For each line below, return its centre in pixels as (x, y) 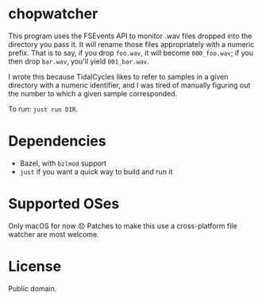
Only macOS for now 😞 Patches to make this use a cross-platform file (123, 226)
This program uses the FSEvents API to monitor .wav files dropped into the (130, 36)
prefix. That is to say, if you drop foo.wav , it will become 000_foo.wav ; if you (131, 53)
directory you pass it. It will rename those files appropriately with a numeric (131, 44)
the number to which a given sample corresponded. (93, 93)
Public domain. (33, 288)
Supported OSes (64, 204)
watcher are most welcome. (54, 234)
